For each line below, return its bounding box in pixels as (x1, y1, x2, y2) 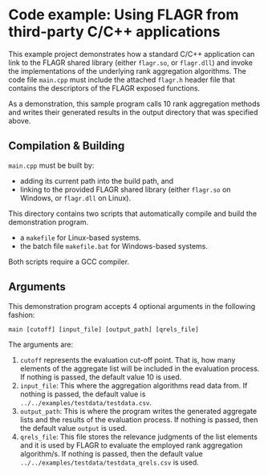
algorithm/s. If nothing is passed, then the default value (19, 449, 203, 458)
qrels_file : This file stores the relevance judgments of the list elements (19, 432, 258, 441)
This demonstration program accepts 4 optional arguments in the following (8, 301, 256, 311)
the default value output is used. (19, 423, 128, 432)
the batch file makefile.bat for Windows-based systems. (19, 241, 209, 250)
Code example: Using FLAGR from (8, 6, 239, 24)
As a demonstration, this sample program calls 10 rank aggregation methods (8, 99, 261, 108)
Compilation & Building (8, 139, 125, 153)
